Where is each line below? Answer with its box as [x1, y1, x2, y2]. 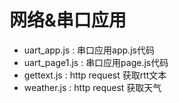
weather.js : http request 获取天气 [23, 81, 162, 93]
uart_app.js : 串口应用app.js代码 [23, 44, 155, 56]
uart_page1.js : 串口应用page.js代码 [23, 56, 169, 68]
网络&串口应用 [9, 9, 127, 32]
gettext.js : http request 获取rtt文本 [23, 69, 167, 81]
